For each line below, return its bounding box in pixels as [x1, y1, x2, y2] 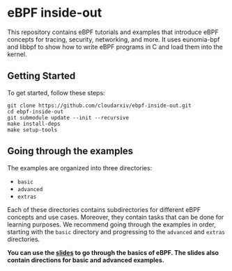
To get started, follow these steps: [7, 88, 106, 97]
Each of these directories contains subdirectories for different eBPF [7, 205, 201, 213]
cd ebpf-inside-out [7, 108, 64, 115]
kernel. [7, 50, 27, 58]
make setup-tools [7, 126, 58, 133]
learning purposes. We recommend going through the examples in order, [7, 220, 216, 229]
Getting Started [7, 70, 76, 82]
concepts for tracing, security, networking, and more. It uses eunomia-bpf [7, 35, 220, 43]
